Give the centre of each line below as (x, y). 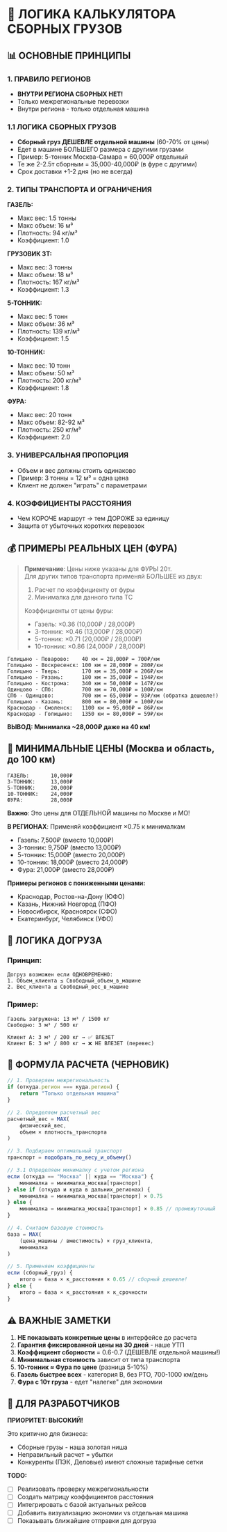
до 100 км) (31, 759)
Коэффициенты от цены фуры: (69, 610)
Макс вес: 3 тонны (45, 267)
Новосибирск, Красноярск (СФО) (67, 911)
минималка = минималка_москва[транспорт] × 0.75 (91, 1196)
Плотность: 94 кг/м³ (47, 233)
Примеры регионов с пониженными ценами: (76, 883)
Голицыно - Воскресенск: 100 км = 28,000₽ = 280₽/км (85, 665)
